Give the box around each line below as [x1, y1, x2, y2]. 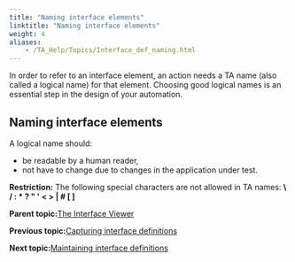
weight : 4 [9, 29, 46, 38]
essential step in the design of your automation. [9, 89, 183, 100]
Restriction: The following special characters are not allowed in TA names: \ [9, 181, 287, 192]
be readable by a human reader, [21, 155, 139, 166]
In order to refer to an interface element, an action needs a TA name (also [9, 70, 277, 81]
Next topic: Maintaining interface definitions [9, 243, 168, 253]
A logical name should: [9, 138, 93, 149]
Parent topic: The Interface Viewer [9, 208, 135, 219]
